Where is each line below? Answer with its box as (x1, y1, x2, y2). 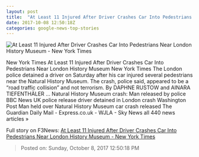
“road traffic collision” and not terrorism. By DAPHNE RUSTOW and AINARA (6, 84, 191, 91)
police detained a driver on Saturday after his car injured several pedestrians (6, 71, 193, 78)
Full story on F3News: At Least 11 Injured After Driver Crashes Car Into (6, 127, 177, 134)
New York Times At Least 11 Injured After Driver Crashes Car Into (6, 59, 164, 66)
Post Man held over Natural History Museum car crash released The (6, 103, 172, 110)
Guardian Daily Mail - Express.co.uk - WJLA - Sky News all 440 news (6, 109, 176, 116)
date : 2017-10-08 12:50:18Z (6, 19, 76, 25)
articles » (6, 116, 29, 123)
